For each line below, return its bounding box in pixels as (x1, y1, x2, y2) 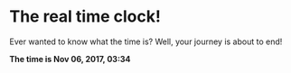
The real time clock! (9, 6, 161, 27)
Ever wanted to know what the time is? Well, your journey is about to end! (9, 36, 283, 47)
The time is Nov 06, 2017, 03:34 (9, 53, 131, 64)
